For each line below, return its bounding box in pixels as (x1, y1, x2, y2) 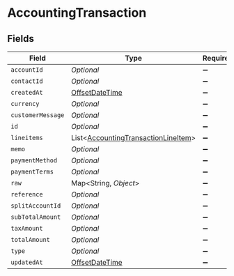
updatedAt (10, 259, 43, 266)
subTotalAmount (10, 213, 61, 221)
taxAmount (10, 224, 43, 232)
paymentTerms (10, 168, 54, 176)
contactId (10, 77, 43, 85)
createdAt (10, 89, 43, 96)
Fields (7, 33, 35, 45)
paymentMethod (10, 157, 58, 164)
